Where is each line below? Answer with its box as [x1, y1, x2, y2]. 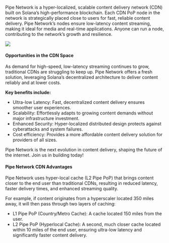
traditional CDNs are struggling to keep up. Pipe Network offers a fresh [5, 69, 153, 75]
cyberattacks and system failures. [12, 126, 83, 132]
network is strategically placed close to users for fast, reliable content [5, 15, 150, 21]
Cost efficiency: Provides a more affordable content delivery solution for [12, 132, 163, 138]
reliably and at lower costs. [5, 79, 62, 86]
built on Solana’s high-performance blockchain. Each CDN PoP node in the [5, 10, 160, 16]
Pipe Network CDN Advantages [5, 164, 73, 170]
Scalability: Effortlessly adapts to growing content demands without [12, 110, 153, 116]
